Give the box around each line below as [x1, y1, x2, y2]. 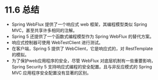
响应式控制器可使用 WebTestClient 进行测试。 [11, 39, 103, 45]
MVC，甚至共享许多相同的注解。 [11, 27, 78, 33]
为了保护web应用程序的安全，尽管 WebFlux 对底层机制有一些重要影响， [11, 58, 156, 64]
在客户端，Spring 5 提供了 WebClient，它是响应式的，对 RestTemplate [11, 46, 153, 51]
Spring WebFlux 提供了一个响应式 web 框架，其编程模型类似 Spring [11, 21, 147, 27]
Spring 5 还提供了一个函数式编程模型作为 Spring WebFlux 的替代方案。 [11, 33, 154, 39]
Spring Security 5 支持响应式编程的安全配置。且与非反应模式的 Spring [11, 64, 152, 69]
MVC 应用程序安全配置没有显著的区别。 [11, 70, 91, 76]
